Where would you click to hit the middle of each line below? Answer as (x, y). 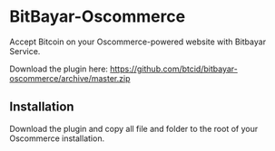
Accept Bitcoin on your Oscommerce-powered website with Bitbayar (137, 42)
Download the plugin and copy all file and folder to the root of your (134, 128)
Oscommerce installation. (57, 138)
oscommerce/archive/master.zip (70, 78)
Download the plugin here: (59, 69)
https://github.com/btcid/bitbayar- (174, 69)
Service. (25, 51)
